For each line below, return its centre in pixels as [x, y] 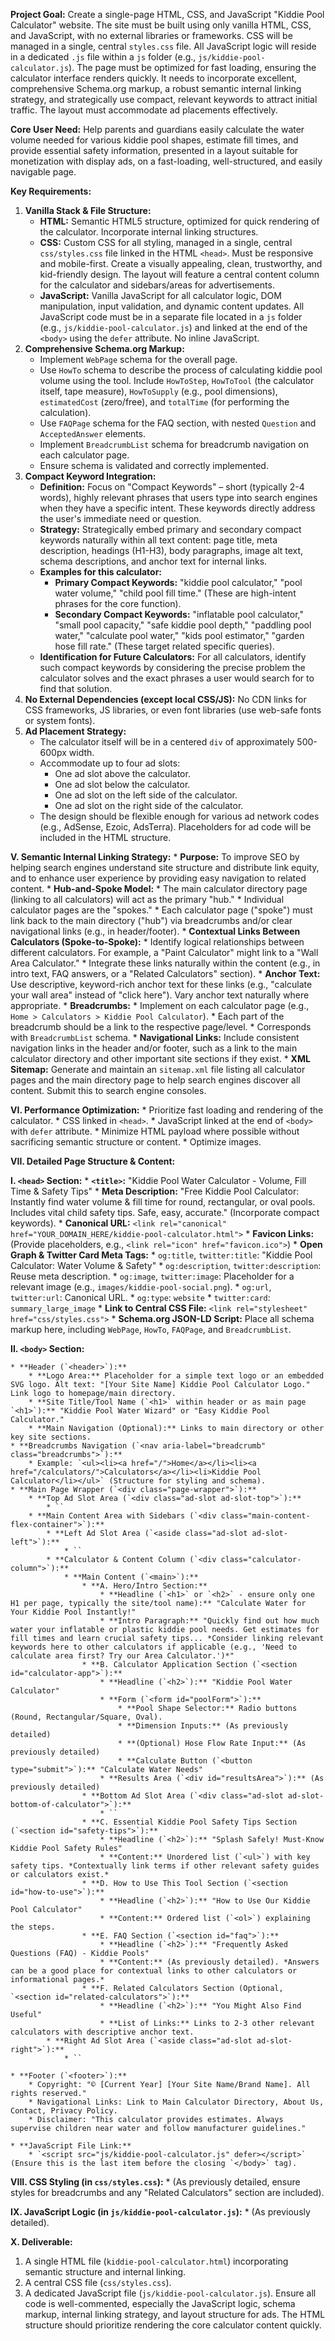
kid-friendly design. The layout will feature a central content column [179, 274]
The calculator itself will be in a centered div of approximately [167, 742]
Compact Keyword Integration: [90, 476]
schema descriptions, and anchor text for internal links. [153, 561]
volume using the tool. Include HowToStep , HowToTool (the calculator [177, 380]
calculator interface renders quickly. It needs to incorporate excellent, [154, 78]
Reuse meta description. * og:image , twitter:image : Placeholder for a [152, 1276]
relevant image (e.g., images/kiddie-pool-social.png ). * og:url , [141, 1287]
